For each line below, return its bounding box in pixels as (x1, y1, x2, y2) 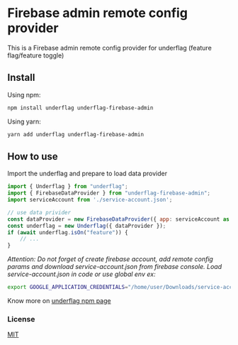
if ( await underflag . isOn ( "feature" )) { (7, 229, 129, 236)
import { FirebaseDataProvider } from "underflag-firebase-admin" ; (7, 190, 211, 197)
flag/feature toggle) (7, 51, 64, 60)
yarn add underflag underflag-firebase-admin (7, 131, 144, 138)
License (7, 314, 35, 324)
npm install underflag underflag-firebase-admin (7, 104, 154, 111)
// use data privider (7, 209, 72, 216)
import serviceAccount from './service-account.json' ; (7, 197, 173, 204)
